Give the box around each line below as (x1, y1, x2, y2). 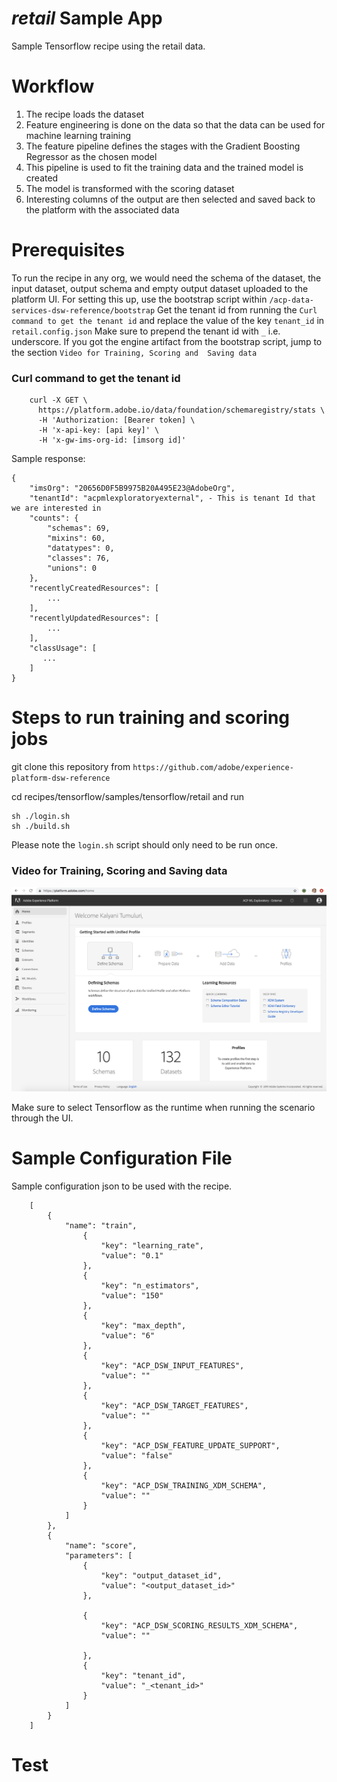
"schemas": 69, (47, 523, 111, 534)
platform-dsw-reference (11, 773, 111, 784)
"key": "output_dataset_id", (100, 1570, 223, 1581)
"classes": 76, (47, 553, 111, 564)
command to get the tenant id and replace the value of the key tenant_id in (11, 314, 325, 326)
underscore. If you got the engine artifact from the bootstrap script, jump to (11, 335, 323, 347)
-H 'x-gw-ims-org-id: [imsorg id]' (37, 435, 187, 446)
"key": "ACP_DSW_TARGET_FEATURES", (100, 1400, 249, 1411)
